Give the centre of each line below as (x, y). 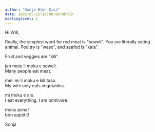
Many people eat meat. (28, 71)
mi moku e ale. (20, 95)
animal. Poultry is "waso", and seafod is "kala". (52, 47)
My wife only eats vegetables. (35, 86)
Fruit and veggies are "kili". (32, 57)
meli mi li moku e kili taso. (31, 80)
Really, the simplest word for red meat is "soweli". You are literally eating (77, 42)
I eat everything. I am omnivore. (37, 100)
